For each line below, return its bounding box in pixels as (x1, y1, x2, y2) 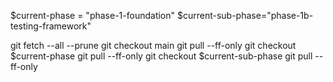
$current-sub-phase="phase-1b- (176, 10, 314, 21)
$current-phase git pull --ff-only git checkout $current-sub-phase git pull (10, 50, 313, 62)
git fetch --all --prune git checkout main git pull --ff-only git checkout (10, 40, 297, 51)
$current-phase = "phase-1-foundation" (10, 10, 176, 21)
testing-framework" (10, 20, 92, 32)
